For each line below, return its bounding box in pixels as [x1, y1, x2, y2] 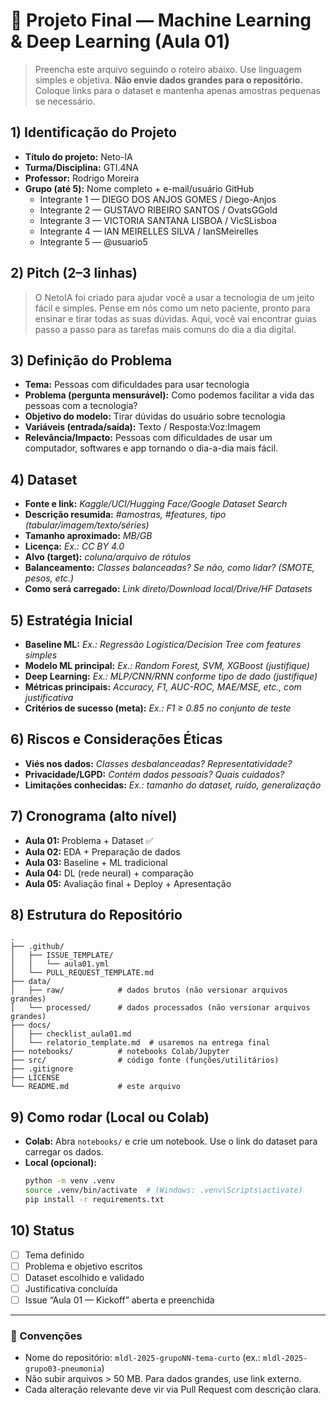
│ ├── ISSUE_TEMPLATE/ [10, 950, 114, 961]
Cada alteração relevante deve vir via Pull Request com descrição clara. [24, 1384, 322, 1396]
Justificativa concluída [24, 1282, 118, 1294]
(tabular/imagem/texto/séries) [24, 519, 150, 531]
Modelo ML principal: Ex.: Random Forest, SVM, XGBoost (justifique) [24, 660, 310, 671]
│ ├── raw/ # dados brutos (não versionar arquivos [10, 985, 288, 996]
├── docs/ [10, 1020, 52, 1031]
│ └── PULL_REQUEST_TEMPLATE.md [10, 968, 155, 978]
